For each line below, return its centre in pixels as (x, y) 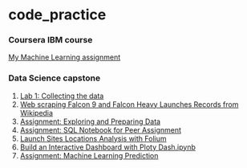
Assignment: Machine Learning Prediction (89, 155)
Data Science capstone (55, 78)
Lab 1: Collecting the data (62, 96)
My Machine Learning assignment (65, 57)
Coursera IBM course (51, 40)
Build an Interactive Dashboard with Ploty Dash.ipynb (108, 147)
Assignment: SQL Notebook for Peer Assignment (101, 129)
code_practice (57, 15)
